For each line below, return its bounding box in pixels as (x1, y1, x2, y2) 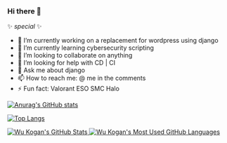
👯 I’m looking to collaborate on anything (17, 51, 133, 60)
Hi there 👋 (7, 6, 42, 16)
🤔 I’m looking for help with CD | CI (17, 59, 116, 67)
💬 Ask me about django (17, 66, 86, 74)
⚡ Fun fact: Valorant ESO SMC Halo (17, 84, 119, 93)
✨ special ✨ (7, 22, 42, 31)
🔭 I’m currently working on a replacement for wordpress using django (17, 36, 219, 45)
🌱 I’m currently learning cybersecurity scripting (17, 43, 155, 52)
